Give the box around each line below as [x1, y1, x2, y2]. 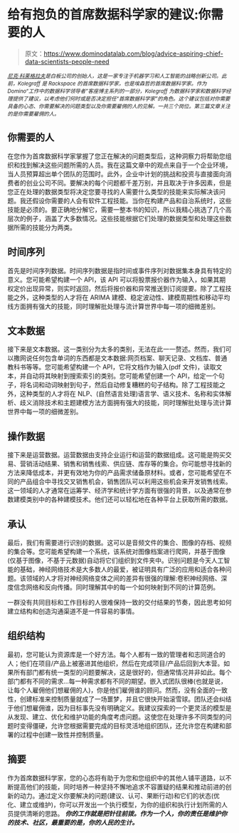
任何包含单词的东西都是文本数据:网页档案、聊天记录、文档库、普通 [31, 354, 228, 362]
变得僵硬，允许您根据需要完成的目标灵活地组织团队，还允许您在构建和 [19, 721, 225, 730]
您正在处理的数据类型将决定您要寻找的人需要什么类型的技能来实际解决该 [7, 187, 219, 196]
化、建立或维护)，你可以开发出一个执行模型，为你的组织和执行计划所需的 [7, 800, 222, 809]
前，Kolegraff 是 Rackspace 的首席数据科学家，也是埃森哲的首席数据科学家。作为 [7, 80, 208, 87]
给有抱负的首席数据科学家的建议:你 [7, 6, 211, 23]
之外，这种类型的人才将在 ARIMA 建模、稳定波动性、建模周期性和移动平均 [13, 293, 230, 302]
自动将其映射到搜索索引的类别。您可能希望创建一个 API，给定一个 [26, 372, 219, 380]
